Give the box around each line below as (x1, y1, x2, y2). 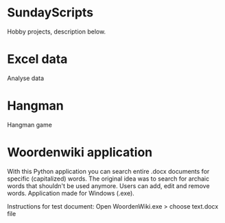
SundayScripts (7, 5, 94, 21)
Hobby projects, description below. (7, 27, 106, 36)
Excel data (7, 51, 68, 67)
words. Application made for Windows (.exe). (7, 189, 135, 197)
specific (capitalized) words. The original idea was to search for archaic (7, 174, 210, 183)
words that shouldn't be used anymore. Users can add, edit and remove (7, 181, 211, 189)
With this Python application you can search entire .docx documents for (7, 167, 210, 175)
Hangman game (7, 120, 53, 129)
